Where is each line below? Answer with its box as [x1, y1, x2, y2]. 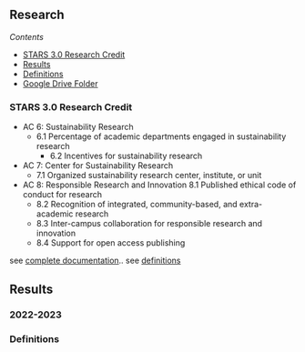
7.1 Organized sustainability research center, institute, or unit [36, 170, 262, 181]
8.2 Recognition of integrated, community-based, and [36, 199, 239, 210]
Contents [9, 31, 44, 42]
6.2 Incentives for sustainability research [49, 150, 203, 162]
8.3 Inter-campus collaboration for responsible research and [36, 218, 262, 229]
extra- [239, 199, 262, 210]
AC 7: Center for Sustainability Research [22, 160, 174, 171]
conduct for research [22, 189, 103, 200]
